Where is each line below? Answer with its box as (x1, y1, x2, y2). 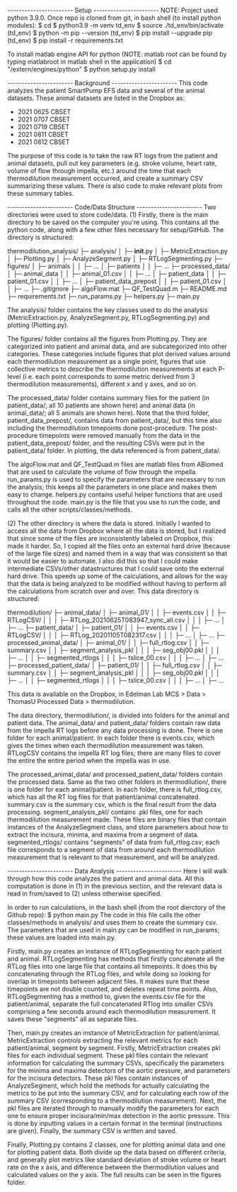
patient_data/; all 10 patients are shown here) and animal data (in (7, 401, 196, 409)
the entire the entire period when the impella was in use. (7, 756, 171, 765)
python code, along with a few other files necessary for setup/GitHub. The (7, 226, 224, 233)
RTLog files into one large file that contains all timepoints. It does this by (7, 962, 218, 971)
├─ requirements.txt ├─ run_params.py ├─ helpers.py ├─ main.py (7, 292, 200, 300)
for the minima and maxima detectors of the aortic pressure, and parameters (7, 1066, 231, 1074)
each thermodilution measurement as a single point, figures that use (7, 358, 207, 365)
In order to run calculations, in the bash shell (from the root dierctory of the (7, 903, 226, 911)
